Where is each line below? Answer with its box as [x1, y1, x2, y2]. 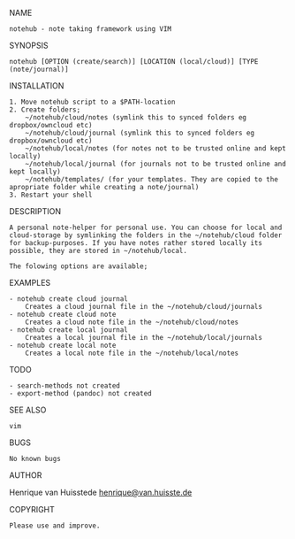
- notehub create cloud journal [9, 295, 128, 304]
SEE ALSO [9, 404, 47, 415]
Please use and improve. [9, 521, 101, 530]
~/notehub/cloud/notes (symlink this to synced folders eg [25, 113, 247, 122]
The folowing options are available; [9, 262, 148, 271]
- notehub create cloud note [9, 310, 117, 319]
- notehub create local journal [9, 326, 128, 335]
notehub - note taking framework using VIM [9, 25, 172, 34]
